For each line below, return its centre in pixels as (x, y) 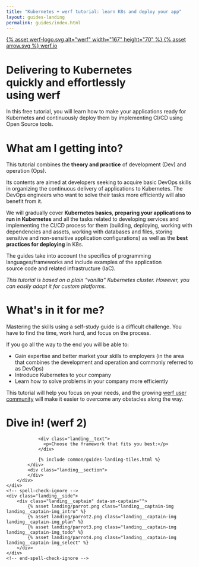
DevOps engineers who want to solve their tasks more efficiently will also (96, 195)
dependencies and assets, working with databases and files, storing (89, 232)
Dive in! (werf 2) (47, 423)
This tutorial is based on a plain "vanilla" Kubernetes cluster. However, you (98, 280)
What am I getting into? (65, 148)
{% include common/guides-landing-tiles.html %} (99, 460)
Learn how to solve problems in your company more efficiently (91, 381)
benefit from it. (24, 201)
